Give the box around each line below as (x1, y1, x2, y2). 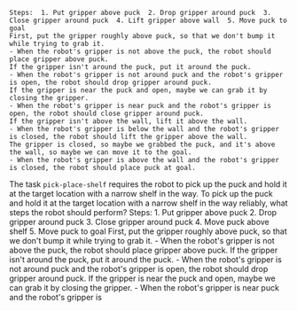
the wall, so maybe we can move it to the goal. (9, 148, 192, 157)
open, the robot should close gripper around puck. (9, 109, 204, 118)
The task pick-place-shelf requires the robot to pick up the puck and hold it (9, 179, 288, 190)
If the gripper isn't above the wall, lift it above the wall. (9, 117, 248, 126)
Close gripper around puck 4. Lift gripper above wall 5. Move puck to (9, 16, 288, 25)
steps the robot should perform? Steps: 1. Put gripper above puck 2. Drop (9, 207, 277, 217)
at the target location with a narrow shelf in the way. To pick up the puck (9, 189, 273, 198)
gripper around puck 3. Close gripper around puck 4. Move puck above (9, 217, 270, 227)
